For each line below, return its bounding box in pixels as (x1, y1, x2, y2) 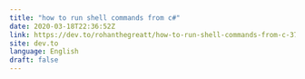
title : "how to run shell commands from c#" (9, 13, 181, 23)
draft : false (9, 55, 59, 64)
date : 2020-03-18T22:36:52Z (9, 22, 116, 31)
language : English (9, 47, 79, 56)
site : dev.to (9, 38, 59, 48)
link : (9, 30, 30, 39)
